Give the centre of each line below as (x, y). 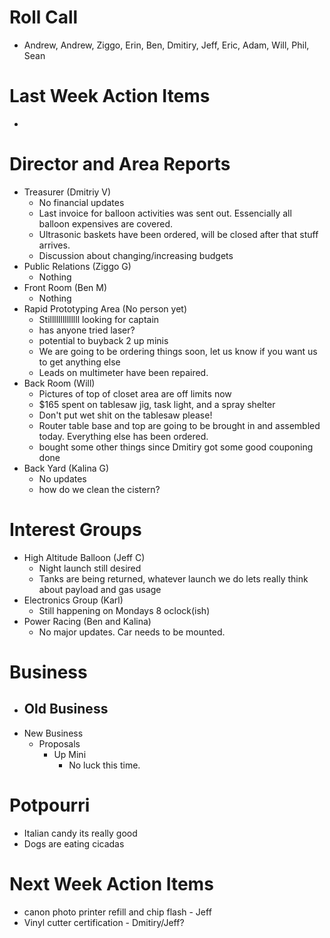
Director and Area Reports (120, 164)
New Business (53, 733)
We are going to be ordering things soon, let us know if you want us (178, 351)
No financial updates (81, 202)
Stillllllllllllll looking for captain (99, 319)
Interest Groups (75, 530)
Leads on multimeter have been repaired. (123, 372)
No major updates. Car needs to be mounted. (132, 632)
